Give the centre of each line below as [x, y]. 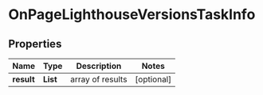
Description [99, 66]
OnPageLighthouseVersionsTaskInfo [132, 15]
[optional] [153, 79]
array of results [99, 79]
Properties [35, 44]
